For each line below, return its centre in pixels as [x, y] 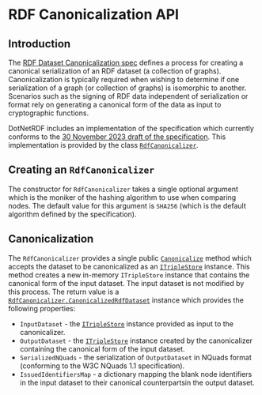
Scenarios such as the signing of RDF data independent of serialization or [128, 96]
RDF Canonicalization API [94, 15]
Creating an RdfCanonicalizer [82, 170]
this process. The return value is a [64, 292]
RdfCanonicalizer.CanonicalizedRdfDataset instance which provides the [126, 300]
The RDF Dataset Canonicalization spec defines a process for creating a [126, 62]
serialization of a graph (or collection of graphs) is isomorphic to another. [127, 88]
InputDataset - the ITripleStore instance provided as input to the [127, 324]
